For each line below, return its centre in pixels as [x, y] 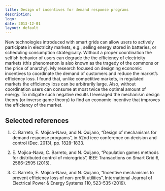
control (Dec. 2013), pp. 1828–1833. [48, 143]
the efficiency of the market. [34, 105]
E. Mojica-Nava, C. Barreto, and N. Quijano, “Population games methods [85, 152]
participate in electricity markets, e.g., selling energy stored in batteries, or [81, 47]
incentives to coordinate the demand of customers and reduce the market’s [82, 74]
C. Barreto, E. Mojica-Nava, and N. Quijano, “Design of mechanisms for [84, 132]
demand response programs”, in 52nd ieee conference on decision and [84, 137]
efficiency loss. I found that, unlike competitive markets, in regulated [74, 79]
